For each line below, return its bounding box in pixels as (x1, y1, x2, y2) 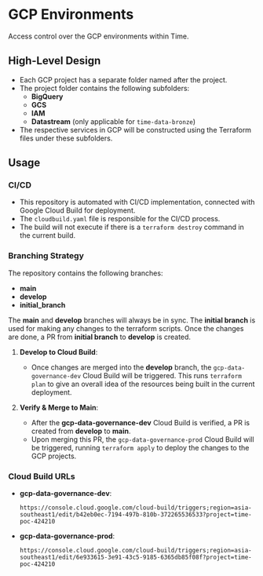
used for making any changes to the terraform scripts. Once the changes (8, 323, 244, 333)
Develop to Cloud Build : (19, 347, 98, 356)
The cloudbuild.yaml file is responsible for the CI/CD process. (19, 214, 221, 224)
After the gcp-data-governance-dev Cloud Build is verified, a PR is (31, 417, 250, 427)
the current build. (19, 231, 76, 240)
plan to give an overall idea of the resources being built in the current (31, 379, 255, 388)
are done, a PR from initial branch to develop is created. (8, 332, 191, 341)
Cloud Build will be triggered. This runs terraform (82, 370, 242, 380)
